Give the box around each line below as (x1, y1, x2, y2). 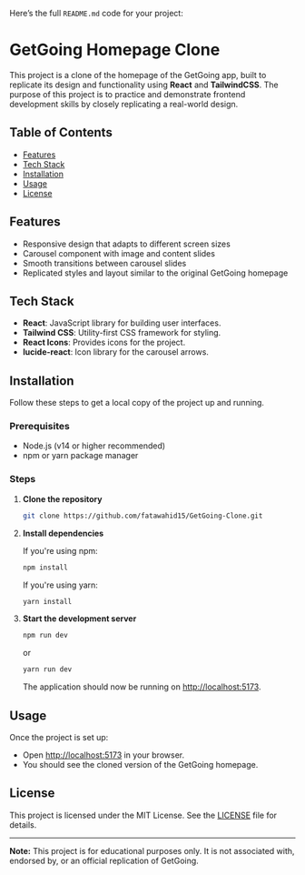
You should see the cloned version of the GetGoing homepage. (22, 759, 259, 769)
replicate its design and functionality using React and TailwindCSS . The (9, 79, 279, 90)
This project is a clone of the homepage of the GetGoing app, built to (9, 69, 267, 80)
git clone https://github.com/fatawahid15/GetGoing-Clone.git (22, 511, 263, 520)
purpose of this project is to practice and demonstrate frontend (9, 88, 246, 99)
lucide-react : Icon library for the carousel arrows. (22, 347, 209, 357)
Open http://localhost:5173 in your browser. (22, 749, 184, 760)
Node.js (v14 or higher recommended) (22, 440, 166, 451)
